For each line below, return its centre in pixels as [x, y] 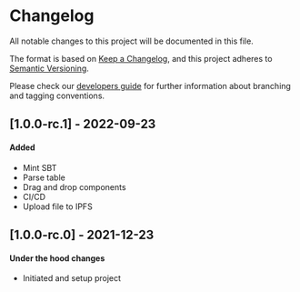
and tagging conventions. [57, 96]
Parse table [44, 177]
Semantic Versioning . [49, 68]
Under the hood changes [57, 258]
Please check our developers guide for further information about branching [150, 86]
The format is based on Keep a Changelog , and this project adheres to [141, 58]
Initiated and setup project [71, 278]
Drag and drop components [74, 186]
